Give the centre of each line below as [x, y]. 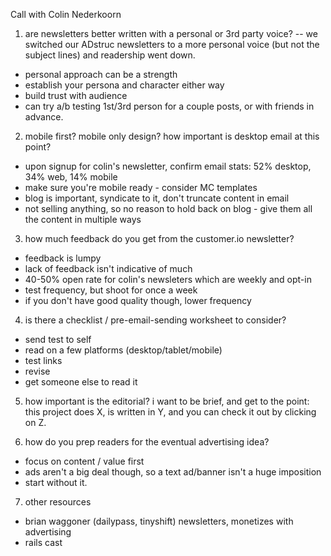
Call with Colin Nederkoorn [66, 14]
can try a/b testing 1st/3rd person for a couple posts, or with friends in [169, 106]
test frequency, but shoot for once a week [111, 290]
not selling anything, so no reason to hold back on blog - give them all [168, 208]
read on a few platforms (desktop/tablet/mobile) [123, 350]
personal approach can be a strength [101, 74]
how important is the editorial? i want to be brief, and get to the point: [167, 401]
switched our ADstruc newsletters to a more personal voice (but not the [172, 44]
